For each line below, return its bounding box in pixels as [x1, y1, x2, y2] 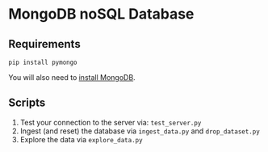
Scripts [8, 96, 46, 110]
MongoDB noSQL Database [8, 5, 195, 23]
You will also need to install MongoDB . [8, 73, 136, 82]
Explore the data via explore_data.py [19, 134, 143, 144]
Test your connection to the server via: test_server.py [19, 117, 202, 127]
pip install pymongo [8, 58, 78, 66]
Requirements [8, 37, 81, 51]
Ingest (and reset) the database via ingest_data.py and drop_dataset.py [19, 126, 260, 136]
